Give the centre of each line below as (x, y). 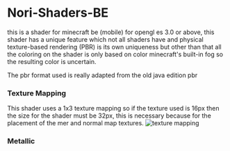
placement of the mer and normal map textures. (75, 123)
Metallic (21, 141)
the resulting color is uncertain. (52, 61)
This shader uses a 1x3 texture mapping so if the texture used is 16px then (113, 109)
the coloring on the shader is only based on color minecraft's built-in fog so (115, 54)
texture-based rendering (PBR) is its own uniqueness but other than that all (114, 47)
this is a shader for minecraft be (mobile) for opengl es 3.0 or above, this (111, 32)
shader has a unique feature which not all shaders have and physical (105, 39)
